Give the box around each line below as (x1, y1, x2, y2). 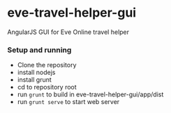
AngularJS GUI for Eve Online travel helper (7, 28, 130, 36)
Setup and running (7, 45, 72, 55)
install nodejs (17, 68, 56, 77)
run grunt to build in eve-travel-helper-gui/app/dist (17, 90, 164, 98)
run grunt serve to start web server (17, 98, 120, 106)
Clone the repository (17, 61, 77, 69)
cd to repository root (17, 83, 77, 92)
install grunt (17, 76, 52, 84)
